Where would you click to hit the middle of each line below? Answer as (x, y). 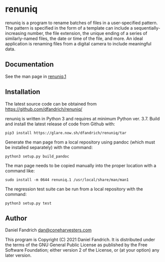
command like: (20, 171)
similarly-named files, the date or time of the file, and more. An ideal (74, 38)
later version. (18, 256)
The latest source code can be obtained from (51, 104)
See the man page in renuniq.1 (36, 76)
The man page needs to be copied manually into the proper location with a (81, 165)
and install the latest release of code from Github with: (60, 124)
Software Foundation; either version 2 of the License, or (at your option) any (82, 250)
